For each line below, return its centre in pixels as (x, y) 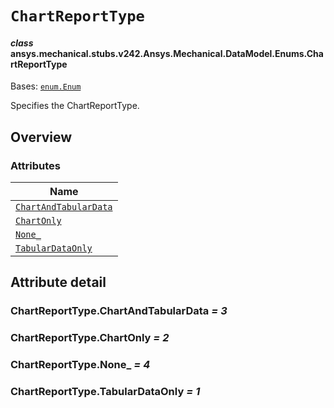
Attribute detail (58, 282)
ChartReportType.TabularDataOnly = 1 (105, 392)
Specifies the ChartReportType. (75, 106)
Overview (41, 137)
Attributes (35, 165)
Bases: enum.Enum (46, 86)
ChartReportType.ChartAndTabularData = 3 (119, 311)
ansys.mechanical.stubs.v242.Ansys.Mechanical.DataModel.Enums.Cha (167, 53)
